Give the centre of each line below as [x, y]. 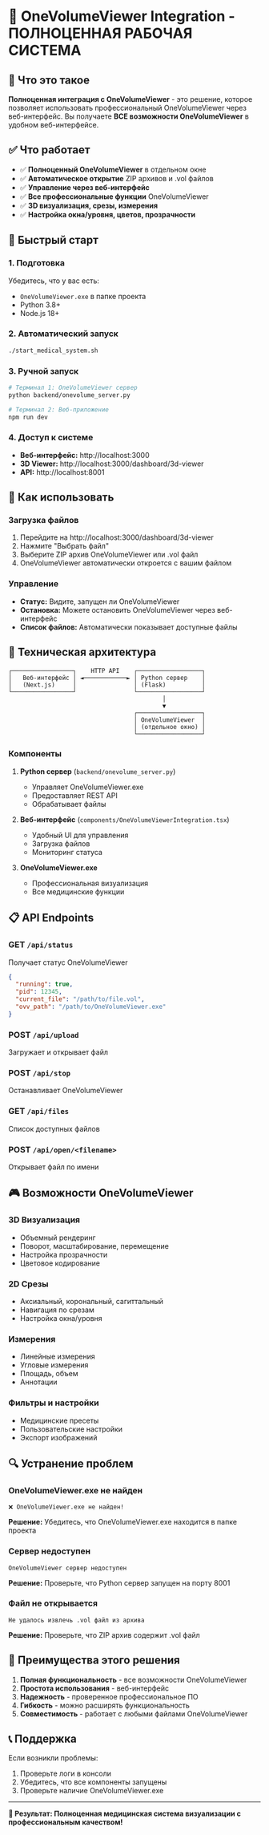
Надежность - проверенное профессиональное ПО [109, 1696]
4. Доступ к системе [51, 438]
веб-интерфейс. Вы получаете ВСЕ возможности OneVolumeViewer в [129, 116]
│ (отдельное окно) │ [169, 727]
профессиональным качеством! [66, 1822]
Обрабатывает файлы [69, 804]
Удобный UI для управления [80, 835]
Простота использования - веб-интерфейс [94, 1688]
